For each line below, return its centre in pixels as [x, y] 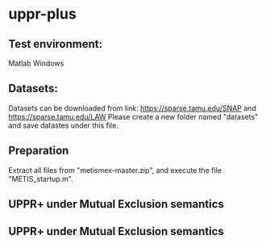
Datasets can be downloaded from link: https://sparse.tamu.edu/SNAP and [132, 108]
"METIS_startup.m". [41, 179]
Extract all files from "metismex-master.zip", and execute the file [115, 170]
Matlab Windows [36, 63]
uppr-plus [42, 14]
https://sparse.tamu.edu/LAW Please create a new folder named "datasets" [133, 116]
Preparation [39, 151]
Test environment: [56, 44]
